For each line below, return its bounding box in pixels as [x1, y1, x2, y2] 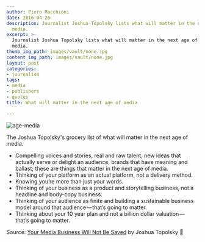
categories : [6, 65, 37, 72]
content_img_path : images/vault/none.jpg [6, 54, 113, 60]
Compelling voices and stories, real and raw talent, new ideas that [15, 152, 181, 159]
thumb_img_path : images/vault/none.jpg [6, 49, 108, 55]
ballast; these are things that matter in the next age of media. [15, 165, 169, 172]
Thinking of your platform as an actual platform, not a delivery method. [15, 171, 193, 179]
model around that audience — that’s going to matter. [15, 204, 148, 211]
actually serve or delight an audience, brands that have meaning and [15, 158, 188, 165]
